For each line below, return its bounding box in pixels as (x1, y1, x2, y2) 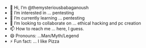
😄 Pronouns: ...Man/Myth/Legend (9, 33, 79, 39)
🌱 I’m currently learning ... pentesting (9, 15, 85, 21)
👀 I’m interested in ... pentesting (9, 10, 74, 16)
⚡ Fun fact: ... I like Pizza (9, 38, 60, 44)
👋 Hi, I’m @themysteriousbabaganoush (9, 5, 89, 10)
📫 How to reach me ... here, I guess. (9, 26, 85, 31)
